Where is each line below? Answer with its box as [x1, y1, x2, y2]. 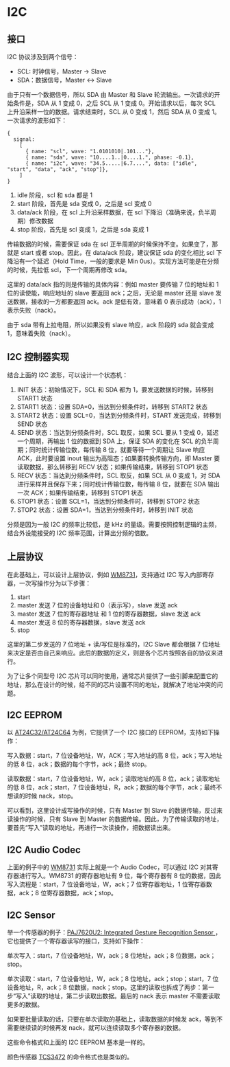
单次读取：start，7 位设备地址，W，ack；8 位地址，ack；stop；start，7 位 [7, 975, 219, 983]
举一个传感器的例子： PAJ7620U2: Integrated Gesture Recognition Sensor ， [7, 928, 222, 936]
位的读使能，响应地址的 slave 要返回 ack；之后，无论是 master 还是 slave [7, 289, 214, 297]
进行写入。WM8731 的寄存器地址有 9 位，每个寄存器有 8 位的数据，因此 [18, 872, 222, 880]
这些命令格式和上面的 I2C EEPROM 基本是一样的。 [7, 1038, 149, 1046]
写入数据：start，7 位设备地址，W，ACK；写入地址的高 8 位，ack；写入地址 [7, 752, 222, 760]
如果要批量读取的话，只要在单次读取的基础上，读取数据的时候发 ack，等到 [7, 1015, 217, 1024]
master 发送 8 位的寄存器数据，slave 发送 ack [16, 618, 146, 626]
